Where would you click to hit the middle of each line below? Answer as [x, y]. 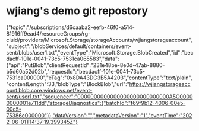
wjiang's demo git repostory [77, 11]
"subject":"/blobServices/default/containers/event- [69, 46]
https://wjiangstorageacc [160, 84]
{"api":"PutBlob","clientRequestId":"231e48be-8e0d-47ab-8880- [86, 65]
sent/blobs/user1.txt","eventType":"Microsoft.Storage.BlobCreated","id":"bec [100, 52]
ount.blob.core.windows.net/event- [49, 90]
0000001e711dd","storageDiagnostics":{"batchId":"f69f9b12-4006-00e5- [96, 103]
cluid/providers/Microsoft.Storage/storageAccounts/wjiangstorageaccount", [99, 40]
